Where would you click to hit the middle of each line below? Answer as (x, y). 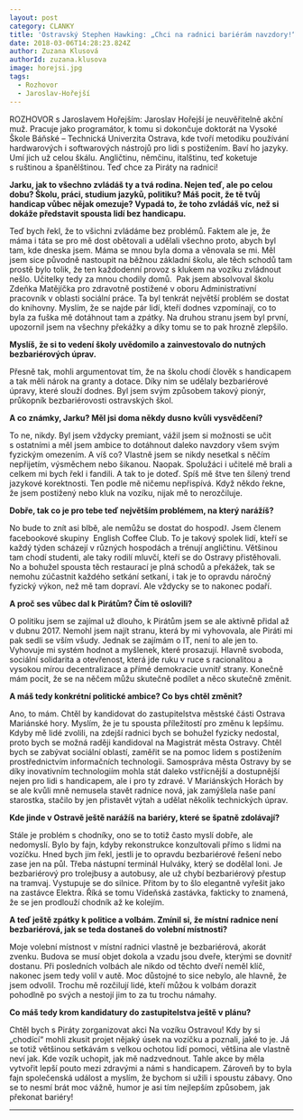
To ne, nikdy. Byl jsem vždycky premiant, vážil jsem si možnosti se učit (141, 435)
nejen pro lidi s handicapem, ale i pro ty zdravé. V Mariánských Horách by (147, 780)
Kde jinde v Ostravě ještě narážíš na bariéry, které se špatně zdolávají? (145, 817)
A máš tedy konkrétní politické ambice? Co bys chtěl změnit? (126, 695)
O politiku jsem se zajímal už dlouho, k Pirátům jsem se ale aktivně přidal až (150, 621)
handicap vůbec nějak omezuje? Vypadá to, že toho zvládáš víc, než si (144, 203)
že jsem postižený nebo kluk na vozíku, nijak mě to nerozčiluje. (126, 492)
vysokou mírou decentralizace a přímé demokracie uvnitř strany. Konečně (147, 668)
